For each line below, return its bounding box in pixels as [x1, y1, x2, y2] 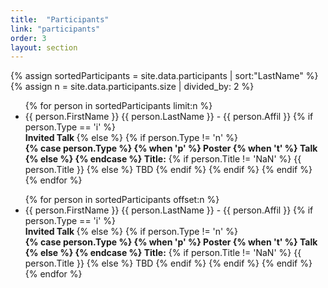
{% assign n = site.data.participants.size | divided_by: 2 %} [10, 81, 255, 93]
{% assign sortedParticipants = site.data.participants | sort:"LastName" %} [10, 70, 319, 82]
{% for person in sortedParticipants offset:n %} [24, 194, 220, 206]
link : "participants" [10, 24, 101, 34]
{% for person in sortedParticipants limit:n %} [24, 100, 213, 112]
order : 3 [10, 33, 47, 43]
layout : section [10, 42, 78, 53]
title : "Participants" [10, 14, 110, 25]
